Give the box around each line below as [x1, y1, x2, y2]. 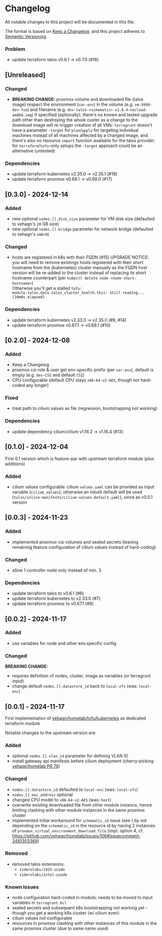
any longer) [26, 382, 49, 388]
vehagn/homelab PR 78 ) [12, 763, 60, 769]
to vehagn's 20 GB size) [12, 221, 59, 227]
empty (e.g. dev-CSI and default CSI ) [12, 372, 85, 378]
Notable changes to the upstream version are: [5, 730, 97, 736]
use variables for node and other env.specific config [12, 640, 117, 646]
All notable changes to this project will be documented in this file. [5, 19, 135, 25]
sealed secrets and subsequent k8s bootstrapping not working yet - [12, 905, 147, 911]
